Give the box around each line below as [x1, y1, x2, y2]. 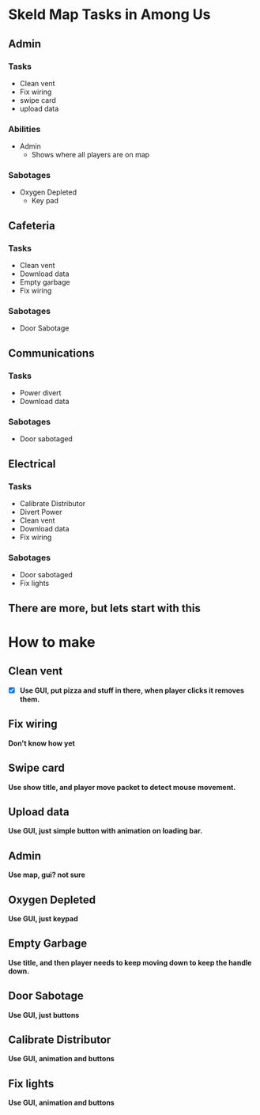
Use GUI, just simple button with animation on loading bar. [8, 826, 203, 836]
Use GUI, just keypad [8, 913, 79, 923]
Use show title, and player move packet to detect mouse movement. [8, 782, 236, 792]
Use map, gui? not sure [8, 870, 85, 879]
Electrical [8, 457, 56, 471]
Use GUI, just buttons [8, 1010, 80, 1019]
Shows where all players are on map [31, 150, 150, 160]
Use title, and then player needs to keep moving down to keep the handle [8, 958, 252, 967]
